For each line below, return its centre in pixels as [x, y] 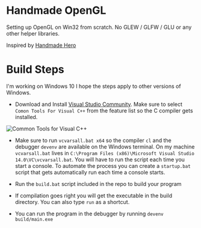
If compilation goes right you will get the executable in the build [94, 196]
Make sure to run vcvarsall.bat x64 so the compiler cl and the [93, 140]
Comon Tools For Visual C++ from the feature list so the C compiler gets [104, 110]
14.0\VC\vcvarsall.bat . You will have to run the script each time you [100, 159]
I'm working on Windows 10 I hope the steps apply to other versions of [94, 86]
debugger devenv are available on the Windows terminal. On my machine [105, 146]
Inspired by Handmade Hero [41, 45]
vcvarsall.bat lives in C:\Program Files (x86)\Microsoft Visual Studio [104, 153]
